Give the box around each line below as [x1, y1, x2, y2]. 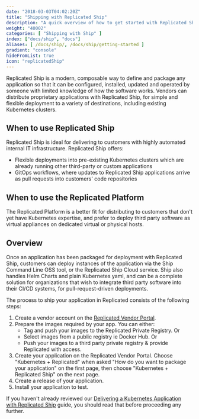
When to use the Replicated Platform [6, 192, 145, 202]
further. [6, 407, 25, 414]
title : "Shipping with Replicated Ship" [6, 14, 108, 20]
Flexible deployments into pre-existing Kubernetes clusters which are [14, 156, 184, 163]
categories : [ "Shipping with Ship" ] [6, 31, 102, 37]
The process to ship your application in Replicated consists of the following [6, 296, 190, 304]
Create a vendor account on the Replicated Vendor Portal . [14, 314, 156, 321]
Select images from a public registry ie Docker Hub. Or [23, 333, 158, 340]
